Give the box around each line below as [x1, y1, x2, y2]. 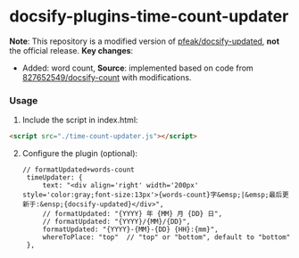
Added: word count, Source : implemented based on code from [21, 62, 254, 73]
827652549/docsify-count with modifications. [21, 71, 192, 82]
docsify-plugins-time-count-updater [9, 6, 289, 27]
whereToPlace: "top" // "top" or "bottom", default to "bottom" [42, 233, 291, 242]
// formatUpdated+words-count [21, 165, 136, 175]
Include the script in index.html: [21, 114, 138, 126]
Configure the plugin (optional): [21, 148, 138, 159]
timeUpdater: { [26, 173, 83, 182]
